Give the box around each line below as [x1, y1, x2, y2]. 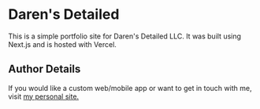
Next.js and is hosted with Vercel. [8, 39, 117, 49]
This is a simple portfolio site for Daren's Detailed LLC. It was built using [8, 31, 242, 41]
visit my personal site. [8, 92, 80, 101]
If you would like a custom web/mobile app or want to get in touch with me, [8, 83, 252, 93]
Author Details [8, 63, 81, 76]
